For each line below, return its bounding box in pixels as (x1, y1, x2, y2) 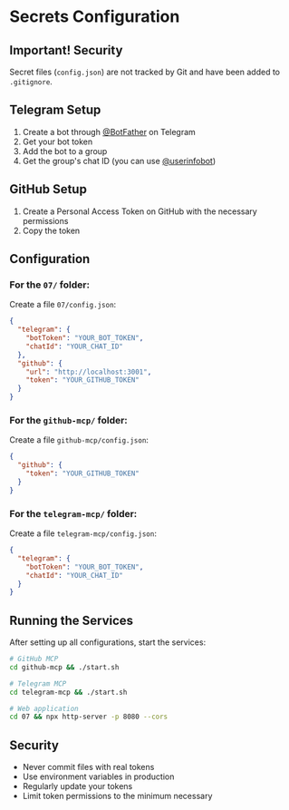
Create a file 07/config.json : (9, 299, 117, 310)
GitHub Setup (9, 181, 88, 197)
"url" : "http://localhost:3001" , (25, 367, 152, 376)
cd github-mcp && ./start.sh (9, 662, 120, 672)
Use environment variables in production (22, 771, 175, 782)
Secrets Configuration (9, 6, 180, 27)
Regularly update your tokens (22, 781, 133, 792)
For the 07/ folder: (9, 278, 91, 291)
